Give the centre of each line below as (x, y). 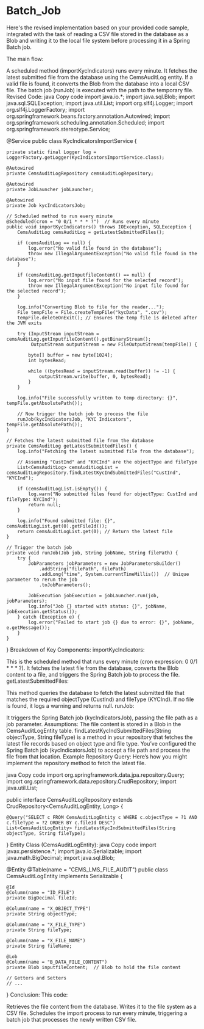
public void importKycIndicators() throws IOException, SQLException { (99, 227)
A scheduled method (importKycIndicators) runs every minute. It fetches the (102, 70)
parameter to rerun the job (42, 580)
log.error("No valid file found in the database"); (95, 248)
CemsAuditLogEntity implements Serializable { (65, 876)
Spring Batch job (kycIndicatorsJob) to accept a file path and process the (98, 750)
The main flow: (25, 59)
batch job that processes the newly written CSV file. (72, 1019)
